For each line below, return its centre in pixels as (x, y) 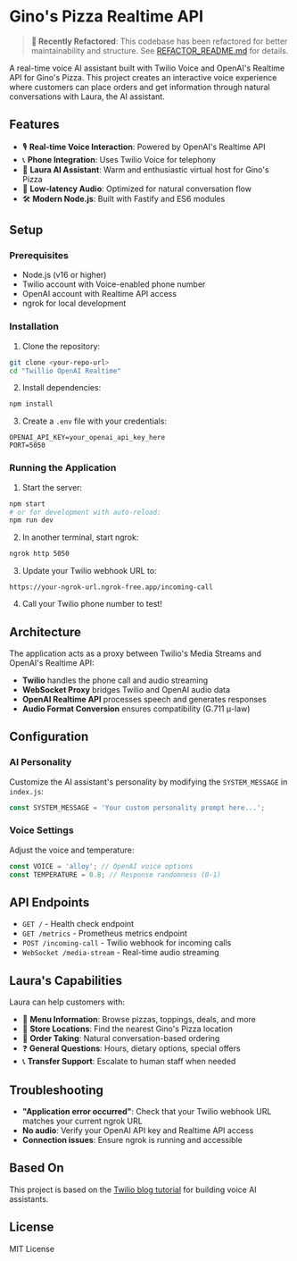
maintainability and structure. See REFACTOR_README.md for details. (160, 50)
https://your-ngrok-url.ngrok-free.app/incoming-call (111, 587)
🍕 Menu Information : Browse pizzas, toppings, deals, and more (139, 1020)
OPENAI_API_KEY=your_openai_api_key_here (87, 438)
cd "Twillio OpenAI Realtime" (66, 371)
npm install (31, 404)
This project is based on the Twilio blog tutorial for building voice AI (133, 1190)
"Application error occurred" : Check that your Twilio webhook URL (147, 1112)
